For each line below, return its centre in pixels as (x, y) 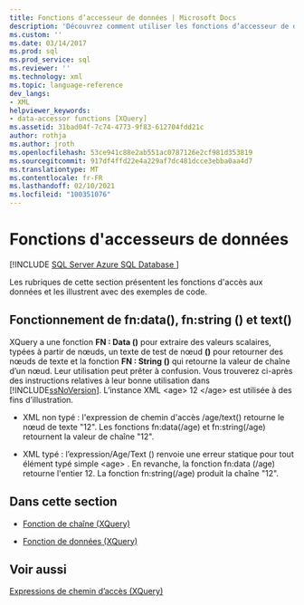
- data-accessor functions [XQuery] (78, 119)
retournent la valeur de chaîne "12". (88, 437)
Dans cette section (63, 502)
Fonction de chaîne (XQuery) (76, 523)
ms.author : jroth (42, 144)
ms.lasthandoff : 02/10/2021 (62, 187)
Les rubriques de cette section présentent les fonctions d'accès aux (136, 282)
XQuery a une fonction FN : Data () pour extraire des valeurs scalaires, (140, 341)
